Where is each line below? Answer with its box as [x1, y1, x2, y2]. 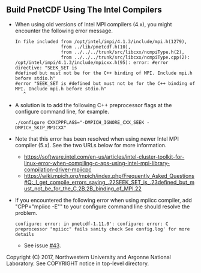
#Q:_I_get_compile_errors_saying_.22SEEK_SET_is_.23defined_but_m [23, 178, 195, 186]
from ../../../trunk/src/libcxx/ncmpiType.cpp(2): [61, 54, 190, 60]
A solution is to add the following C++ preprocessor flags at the [14, 101, 172, 108]
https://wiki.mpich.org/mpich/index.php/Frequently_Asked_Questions [23, 172, 195, 179]
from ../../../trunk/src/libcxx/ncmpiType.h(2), [61, 49, 185, 55]
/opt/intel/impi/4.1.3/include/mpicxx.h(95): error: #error [14, 59, 169, 65]
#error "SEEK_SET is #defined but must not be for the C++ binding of [14, 80, 196, 86]
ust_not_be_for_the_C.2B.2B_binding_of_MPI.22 [23, 185, 142, 192]
